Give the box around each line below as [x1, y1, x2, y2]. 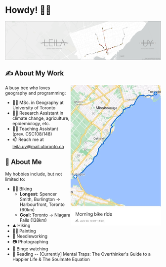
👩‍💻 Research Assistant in [12, 110, 64, 116]
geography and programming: [5, 90, 66, 96]
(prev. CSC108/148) [12, 131, 52, 137]
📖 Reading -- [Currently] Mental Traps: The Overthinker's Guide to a [12, 251, 151, 257]
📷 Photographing [12, 238, 48, 244]
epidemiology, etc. [12, 120, 50, 126]
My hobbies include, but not [5, 171, 62, 177]
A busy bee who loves [5, 85, 50, 91]
